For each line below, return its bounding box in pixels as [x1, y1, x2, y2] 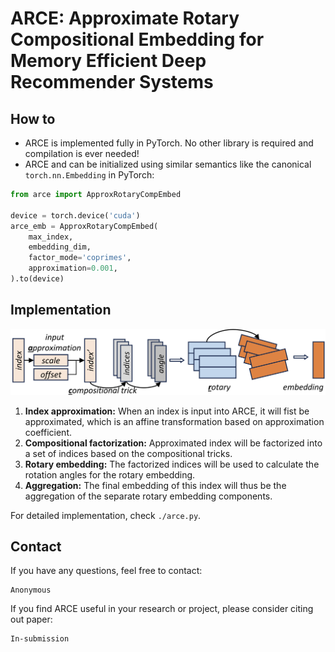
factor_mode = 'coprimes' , [28, 253, 132, 263]
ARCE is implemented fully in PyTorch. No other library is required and [24, 137, 314, 149]
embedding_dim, [28, 242, 92, 252]
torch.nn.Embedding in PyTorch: [24, 169, 155, 181]
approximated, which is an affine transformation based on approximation [24, 415, 325, 427]
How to [10, 110, 56, 127]
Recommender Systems [10, 71, 214, 94]
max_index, [28, 232, 74, 242]
